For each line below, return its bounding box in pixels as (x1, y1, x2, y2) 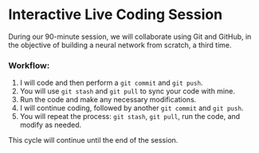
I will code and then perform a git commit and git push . (19, 78, 203, 88)
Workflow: (8, 59, 50, 71)
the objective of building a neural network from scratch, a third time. (8, 40, 232, 49)
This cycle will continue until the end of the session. (8, 136, 179, 145)
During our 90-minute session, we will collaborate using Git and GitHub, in (8, 32, 252, 41)
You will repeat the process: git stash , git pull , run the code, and (19, 112, 241, 121)
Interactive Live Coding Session (8, 6, 223, 24)
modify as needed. (19, 120, 82, 130)
